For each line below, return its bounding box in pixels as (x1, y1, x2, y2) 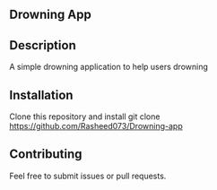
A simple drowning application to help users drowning (9, 62, 208, 73)
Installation (9, 87, 74, 102)
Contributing (9, 147, 82, 162)
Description (9, 38, 76, 53)
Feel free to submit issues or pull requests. (9, 170, 167, 181)
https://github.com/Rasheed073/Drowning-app (9, 121, 183, 132)
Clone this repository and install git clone (9, 111, 161, 122)
